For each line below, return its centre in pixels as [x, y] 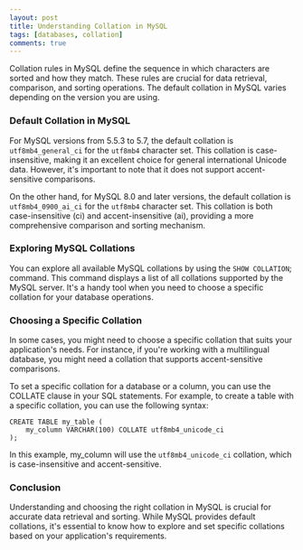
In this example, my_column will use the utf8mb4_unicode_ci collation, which [151, 455]
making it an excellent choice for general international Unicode [170, 160]
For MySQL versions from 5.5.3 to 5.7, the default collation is [121, 140]
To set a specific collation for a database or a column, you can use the [140, 387]
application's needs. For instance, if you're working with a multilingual [139, 350]
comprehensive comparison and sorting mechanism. [108, 225]
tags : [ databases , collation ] [66, 34]
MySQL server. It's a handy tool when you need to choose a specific [137, 287]
